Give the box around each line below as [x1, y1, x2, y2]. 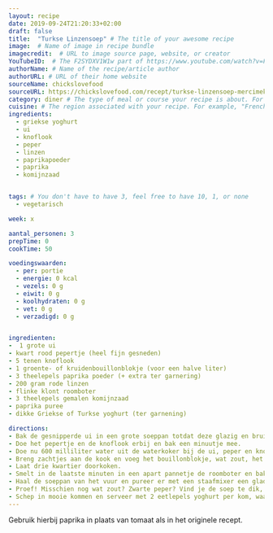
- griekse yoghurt [15, 118, 79, 126]
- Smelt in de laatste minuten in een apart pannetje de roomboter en [8, 470, 253, 478]
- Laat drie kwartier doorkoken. [8, 462, 122, 470]
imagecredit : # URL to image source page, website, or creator [8, 50, 231, 58]
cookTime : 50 [8, 245, 53, 253]
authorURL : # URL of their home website [8, 72, 148, 81]
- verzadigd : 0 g [15, 312, 75, 321]
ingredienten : [8, 334, 57, 343]
